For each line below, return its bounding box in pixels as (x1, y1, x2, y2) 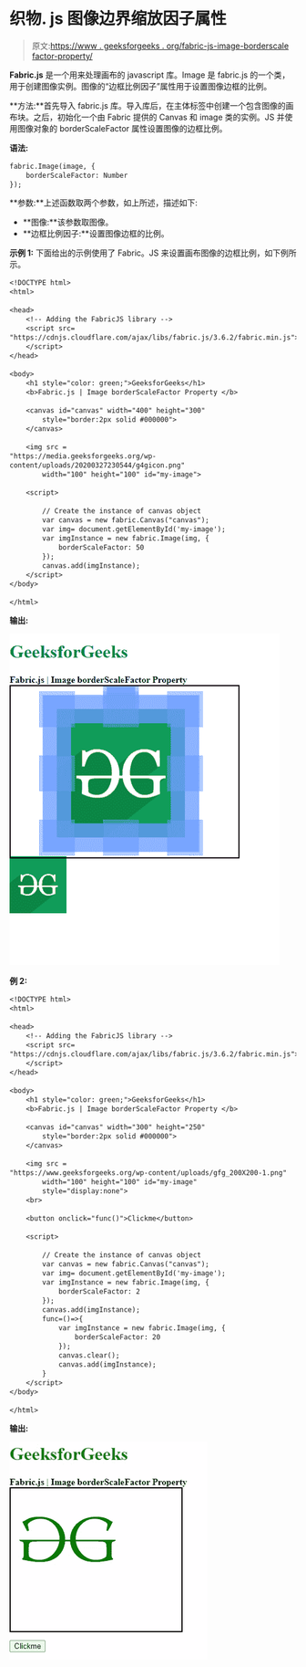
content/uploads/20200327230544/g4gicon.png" (9, 460, 185, 470)
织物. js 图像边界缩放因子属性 (9, 8, 228, 29)
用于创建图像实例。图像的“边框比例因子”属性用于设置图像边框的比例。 (9, 80, 272, 91)
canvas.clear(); (57, 1350, 120, 1360)
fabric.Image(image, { (9, 162, 96, 171)
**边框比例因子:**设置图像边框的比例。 (22, 227, 169, 238)
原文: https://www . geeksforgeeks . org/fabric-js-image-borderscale (31, 40, 290, 51)
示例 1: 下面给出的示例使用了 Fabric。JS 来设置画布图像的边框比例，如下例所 (9, 247, 297, 258)
